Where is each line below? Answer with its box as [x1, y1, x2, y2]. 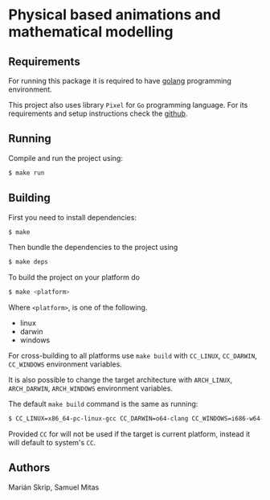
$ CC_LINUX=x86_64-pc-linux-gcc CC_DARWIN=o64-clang [8, 415, 189, 423]
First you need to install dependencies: [8, 212, 137, 222]
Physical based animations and [8, 6, 221, 24]
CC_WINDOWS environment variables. [8, 359, 122, 369]
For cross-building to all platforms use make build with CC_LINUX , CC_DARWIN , [8, 351, 257, 361]
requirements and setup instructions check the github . [8, 109, 188, 118]
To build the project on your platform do [8, 273, 141, 282]
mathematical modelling [8, 23, 174, 41]
